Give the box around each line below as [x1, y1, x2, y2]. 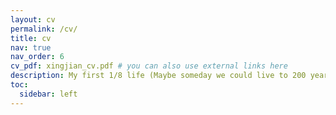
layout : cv [10, 14, 56, 25]
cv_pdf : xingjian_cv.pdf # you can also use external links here [10, 61, 288, 71]
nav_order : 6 [10, 52, 65, 62]
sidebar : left [19, 89, 78, 99]
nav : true [10, 42, 52, 53]
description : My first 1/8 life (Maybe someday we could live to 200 [10, 71, 307, 81]
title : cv [10, 33, 52, 43]
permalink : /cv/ [10, 24, 78, 34]
